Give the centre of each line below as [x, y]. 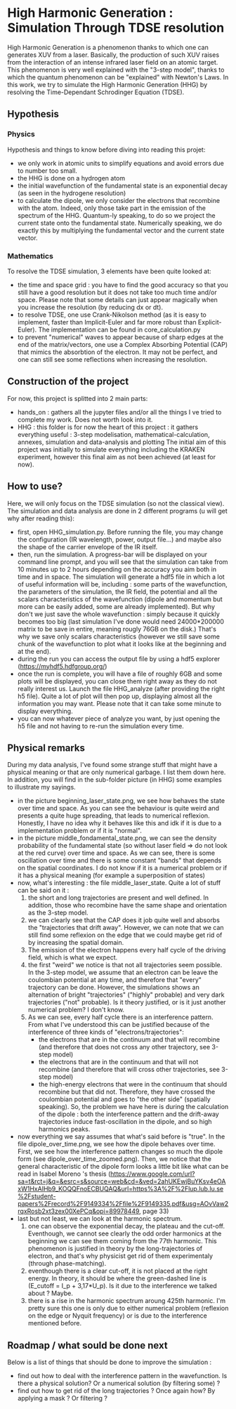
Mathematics [31, 256]
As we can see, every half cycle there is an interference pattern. [120, 1017]
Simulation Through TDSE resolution [116, 28]
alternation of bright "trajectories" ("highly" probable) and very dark [126, 995]
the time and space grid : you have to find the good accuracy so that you [123, 284]
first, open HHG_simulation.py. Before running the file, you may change [120, 532]
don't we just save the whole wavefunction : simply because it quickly [118, 614]
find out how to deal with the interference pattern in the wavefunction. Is [122, 1376]
